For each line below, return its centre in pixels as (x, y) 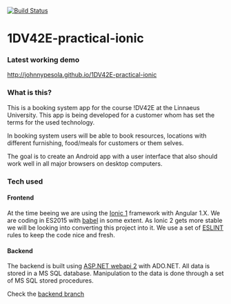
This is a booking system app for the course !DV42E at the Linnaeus (103, 107)
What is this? (29, 93)
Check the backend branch (46, 294)
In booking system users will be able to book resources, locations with (107, 135)
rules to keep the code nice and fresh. (61, 235)
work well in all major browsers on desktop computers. (85, 163)
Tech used (25, 181)
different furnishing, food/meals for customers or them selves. (96, 143)
